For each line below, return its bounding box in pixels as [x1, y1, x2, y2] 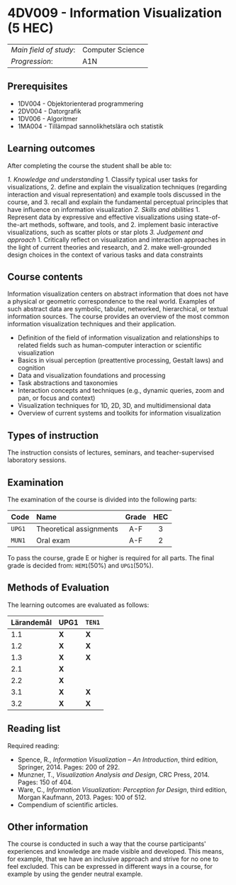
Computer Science [82, 45, 145, 55]
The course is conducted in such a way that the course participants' [7, 840, 207, 848]
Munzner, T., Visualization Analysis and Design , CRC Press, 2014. [17, 770, 210, 779]
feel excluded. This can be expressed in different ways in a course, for [7, 862, 213, 871]
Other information [7, 821, 89, 833]
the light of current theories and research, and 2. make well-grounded [7, 243, 211, 251]
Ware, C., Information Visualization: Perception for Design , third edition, [17, 785, 227, 794]
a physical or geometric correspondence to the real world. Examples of [7, 297, 215, 306]
